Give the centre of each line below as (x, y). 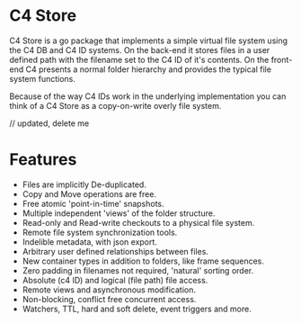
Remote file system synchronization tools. (100, 232)
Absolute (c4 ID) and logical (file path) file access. (115, 280)
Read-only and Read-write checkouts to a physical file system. (138, 222)
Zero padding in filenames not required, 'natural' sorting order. (138, 270)
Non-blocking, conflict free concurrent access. (109, 299)
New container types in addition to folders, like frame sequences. (143, 261)
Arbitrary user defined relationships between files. (115, 251)
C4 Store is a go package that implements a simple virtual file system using (149, 40)
